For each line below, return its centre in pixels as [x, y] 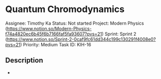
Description [24, 61]
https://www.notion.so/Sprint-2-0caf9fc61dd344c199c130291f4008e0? [81, 39]
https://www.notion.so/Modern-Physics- [49, 28]
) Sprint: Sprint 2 [119, 34]
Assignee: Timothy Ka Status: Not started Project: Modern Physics [75, 23]
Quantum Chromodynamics [65, 9]
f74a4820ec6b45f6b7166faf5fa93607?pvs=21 [54, 34]
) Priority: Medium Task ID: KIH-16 [56, 44]
